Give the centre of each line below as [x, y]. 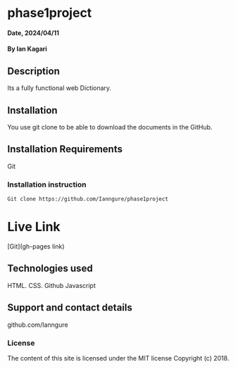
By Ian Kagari [27, 49]
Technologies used [50, 269]
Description [33, 71]
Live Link [34, 227]
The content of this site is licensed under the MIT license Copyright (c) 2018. [118, 358]
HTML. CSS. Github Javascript [52, 285]
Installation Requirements [65, 149]
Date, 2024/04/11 [33, 32]
